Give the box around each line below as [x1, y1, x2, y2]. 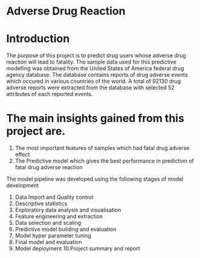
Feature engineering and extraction [15, 213, 103, 220]
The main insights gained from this [6, 112, 184, 125]
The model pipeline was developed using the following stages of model [6, 175, 184, 182]
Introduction [6, 32, 70, 46]
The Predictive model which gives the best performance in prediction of [15, 157, 195, 164]
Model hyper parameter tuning [15, 232, 92, 239]
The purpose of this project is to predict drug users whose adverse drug [6, 52, 186, 59]
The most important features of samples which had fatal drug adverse [15, 144, 190, 152]
